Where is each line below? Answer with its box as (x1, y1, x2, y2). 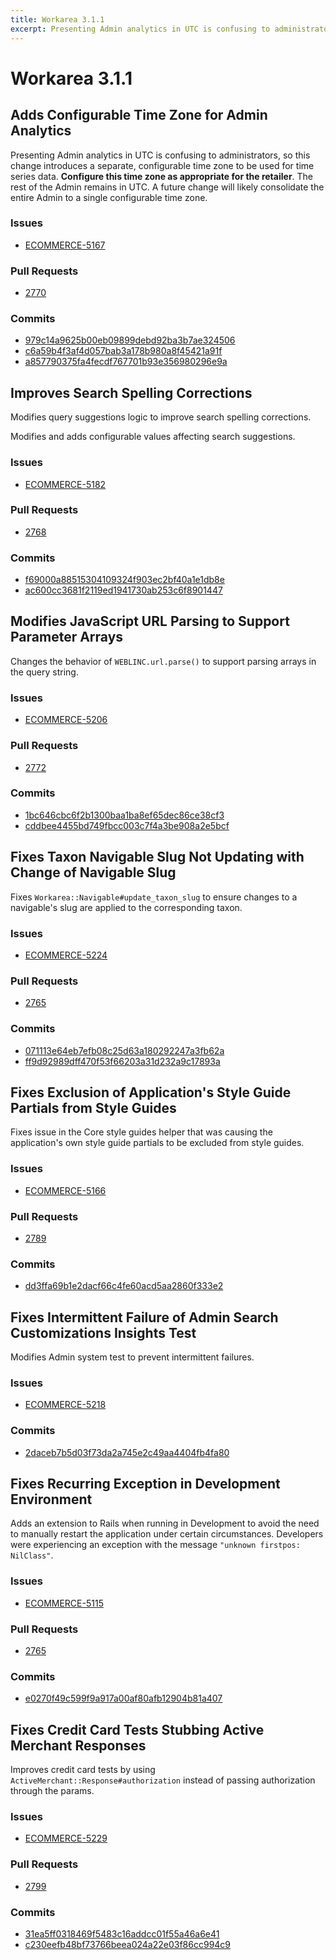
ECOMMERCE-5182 (24, 478, 107, 490)
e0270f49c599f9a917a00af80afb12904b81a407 (24, 1692, 223, 1705)
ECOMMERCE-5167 (24, 239, 106, 251)
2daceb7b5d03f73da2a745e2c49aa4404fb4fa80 (24, 1446, 230, 1458)
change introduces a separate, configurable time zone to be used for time (10, 159, 315, 171)
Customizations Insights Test (10, 1324, 197, 1341)
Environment (10, 1491, 93, 1508)
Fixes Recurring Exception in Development (10, 1476, 281, 1492)
